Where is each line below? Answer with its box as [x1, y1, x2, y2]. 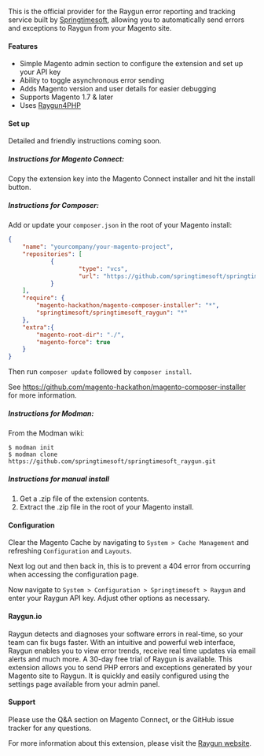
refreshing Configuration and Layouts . [8, 547, 132, 556]
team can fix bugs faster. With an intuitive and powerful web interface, [8, 637, 236, 647]
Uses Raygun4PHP [19, 101, 81, 110]
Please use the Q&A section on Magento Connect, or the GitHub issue [8, 714, 234, 724]
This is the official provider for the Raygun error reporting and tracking [8, 7, 236, 16]
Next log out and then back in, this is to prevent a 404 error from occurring [8, 561, 251, 571]
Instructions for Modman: [8, 409, 94, 418]
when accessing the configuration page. [8, 570, 139, 580]
